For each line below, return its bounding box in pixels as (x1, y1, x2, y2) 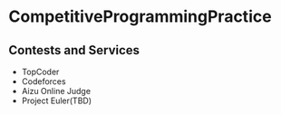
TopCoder (21, 66, 60, 77)
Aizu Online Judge (21, 86, 92, 96)
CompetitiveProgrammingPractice (8, 6, 273, 27)
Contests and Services (8, 43, 140, 58)
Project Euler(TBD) (21, 95, 92, 106)
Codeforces (21, 76, 66, 87)
